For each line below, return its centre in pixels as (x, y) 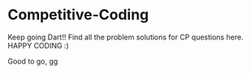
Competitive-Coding (78, 15)
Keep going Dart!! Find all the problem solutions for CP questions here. (126, 37)
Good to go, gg (33, 61)
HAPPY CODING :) (39, 45)
